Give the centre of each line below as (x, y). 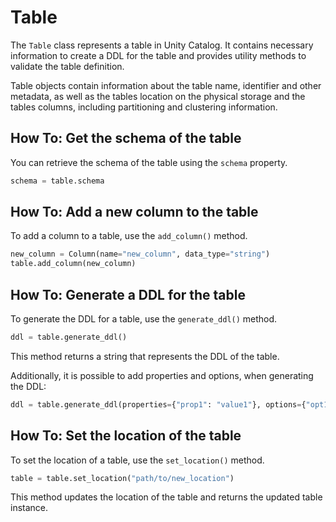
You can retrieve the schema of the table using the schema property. (149, 162)
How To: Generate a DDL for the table (128, 294)
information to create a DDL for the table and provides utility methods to (158, 55)
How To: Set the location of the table (126, 436)
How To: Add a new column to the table (134, 212)
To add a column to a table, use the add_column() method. (129, 236)
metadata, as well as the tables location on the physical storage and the (158, 96)
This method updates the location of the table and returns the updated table (166, 497)
